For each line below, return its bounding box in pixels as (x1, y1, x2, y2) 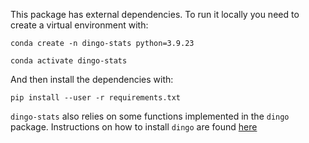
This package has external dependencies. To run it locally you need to (10, 9, 300, 20)
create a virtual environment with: (10, 19, 149, 31)
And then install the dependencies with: (10, 74, 174, 85)
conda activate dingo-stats (10, 56, 128, 66)
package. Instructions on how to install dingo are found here (10, 121, 258, 133)
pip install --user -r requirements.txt (10, 93, 182, 103)
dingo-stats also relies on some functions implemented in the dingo (10, 110, 290, 122)
